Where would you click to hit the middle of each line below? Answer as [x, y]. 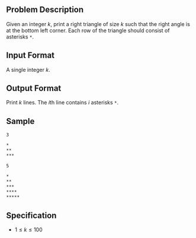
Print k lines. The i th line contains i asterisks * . [62, 103]
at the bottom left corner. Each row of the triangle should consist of [88, 30]
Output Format [34, 88]
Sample [20, 121]
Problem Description [45, 10]
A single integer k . [28, 69]
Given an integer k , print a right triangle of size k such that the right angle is [98, 24]
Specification [31, 215]
